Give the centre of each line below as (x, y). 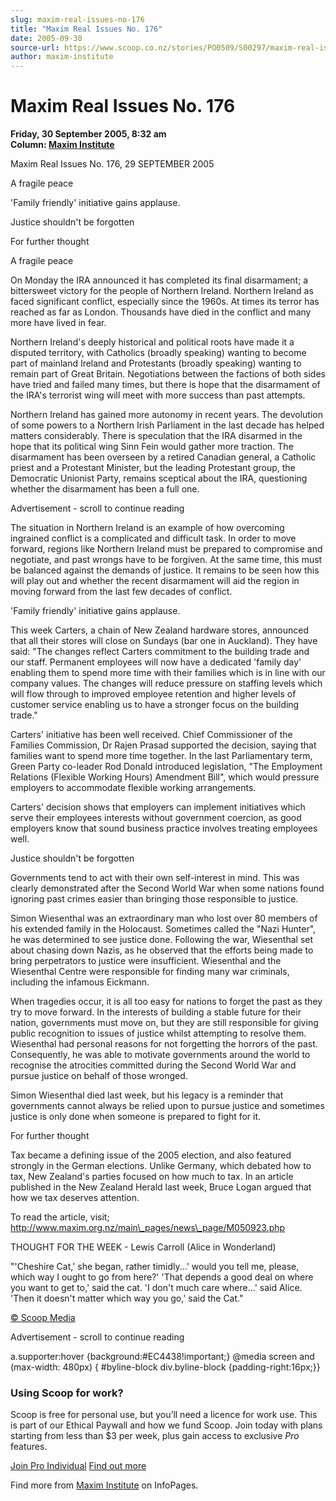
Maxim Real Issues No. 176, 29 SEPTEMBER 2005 (112, 164)
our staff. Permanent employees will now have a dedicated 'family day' (156, 662)
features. (29, 1447)
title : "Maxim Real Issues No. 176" (86, 29)
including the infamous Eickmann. (80, 982)
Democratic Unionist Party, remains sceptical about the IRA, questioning (159, 478)
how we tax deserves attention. (75, 1198)
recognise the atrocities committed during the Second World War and (153, 1065)
